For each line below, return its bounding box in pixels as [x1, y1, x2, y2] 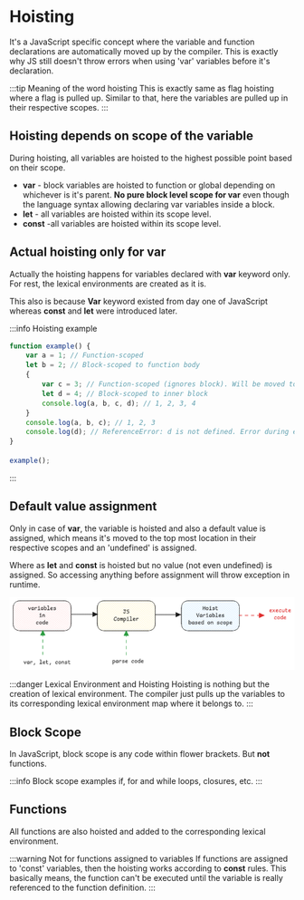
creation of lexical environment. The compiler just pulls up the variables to [9, 689, 286, 700]
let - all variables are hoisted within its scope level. [22, 208, 212, 219]
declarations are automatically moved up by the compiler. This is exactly [9, 45, 279, 56]
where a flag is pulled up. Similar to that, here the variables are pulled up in [9, 92, 289, 103]
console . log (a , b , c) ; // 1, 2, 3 [25, 418, 156, 427]
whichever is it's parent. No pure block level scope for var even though [22, 189, 290, 200]
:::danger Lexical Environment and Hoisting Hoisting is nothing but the [9, 679, 270, 690]
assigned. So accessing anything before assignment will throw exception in [9, 569, 290, 580]
